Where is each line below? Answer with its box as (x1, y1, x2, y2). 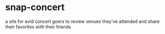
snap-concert (5, 2, 65, 13)
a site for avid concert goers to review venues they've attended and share (5, 18, 160, 24)
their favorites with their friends (5, 23, 71, 29)
